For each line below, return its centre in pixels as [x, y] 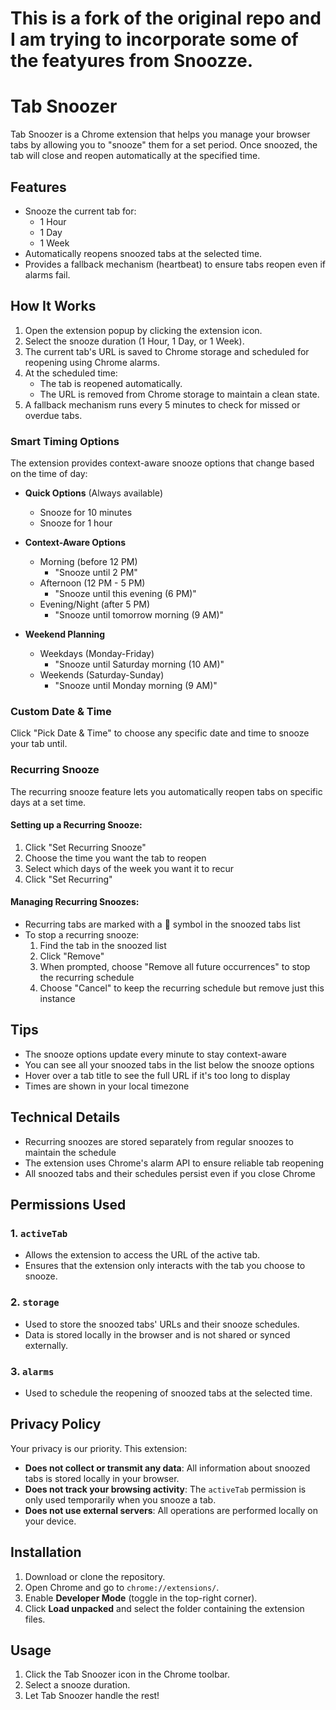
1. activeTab [39, 1233]
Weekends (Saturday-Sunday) [102, 675]
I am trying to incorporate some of [154, 39]
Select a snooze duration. [77, 1685]
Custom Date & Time [61, 711]
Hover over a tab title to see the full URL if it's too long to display [157, 1075]
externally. [46, 1345]
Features [38, 187]
